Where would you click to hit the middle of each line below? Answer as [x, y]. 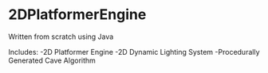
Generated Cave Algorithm [52, 60]
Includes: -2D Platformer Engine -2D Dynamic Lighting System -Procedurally [134, 52]
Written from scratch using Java [61, 36]
